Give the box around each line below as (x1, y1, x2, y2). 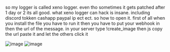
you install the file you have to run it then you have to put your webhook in (5, 20, 160, 26)
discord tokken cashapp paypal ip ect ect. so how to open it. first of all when (5, 15, 165, 21)
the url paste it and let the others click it (5, 31, 88, 37)
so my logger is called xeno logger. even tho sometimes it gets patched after (5, 5, 165, 10)
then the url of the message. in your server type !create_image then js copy (5, 26, 163, 32)
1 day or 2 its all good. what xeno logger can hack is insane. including (5, 10, 151, 16)
